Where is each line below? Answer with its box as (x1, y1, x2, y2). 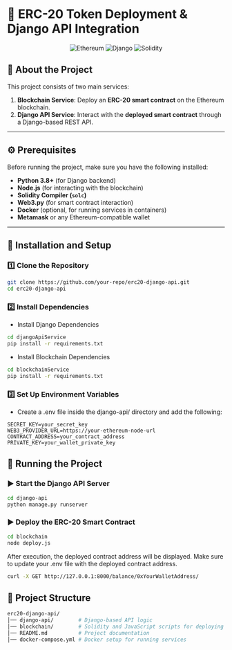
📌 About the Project (7, 64, 93, 75)
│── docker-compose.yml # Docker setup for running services (7, 636, 187, 643)
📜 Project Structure (7, 592, 91, 604)
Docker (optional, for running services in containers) (17, 206, 167, 214)
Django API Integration (7, 21, 139, 37)
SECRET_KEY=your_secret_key (7, 422, 88, 428)
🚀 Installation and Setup (7, 239, 112, 251)
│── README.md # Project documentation (7, 629, 150, 636)
